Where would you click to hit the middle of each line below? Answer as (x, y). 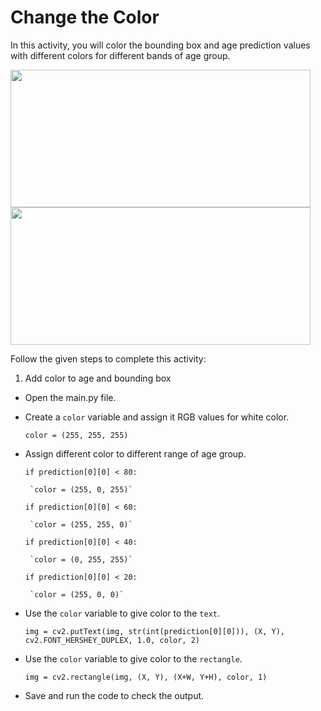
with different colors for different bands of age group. (120, 55)
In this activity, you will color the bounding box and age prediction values (160, 45)
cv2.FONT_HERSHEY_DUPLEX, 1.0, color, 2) (112, 640)
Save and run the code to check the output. (114, 695)
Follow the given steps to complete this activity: (108, 358)
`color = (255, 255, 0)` (81, 524)
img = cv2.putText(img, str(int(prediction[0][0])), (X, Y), (155, 631)
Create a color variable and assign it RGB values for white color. (157, 417)
